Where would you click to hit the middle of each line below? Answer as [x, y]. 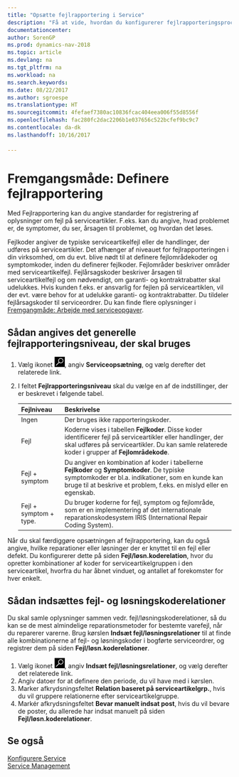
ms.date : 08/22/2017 [38, 90]
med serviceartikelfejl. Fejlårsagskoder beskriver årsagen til [95, 272]
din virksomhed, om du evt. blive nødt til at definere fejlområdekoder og [113, 257]
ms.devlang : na [30, 60]
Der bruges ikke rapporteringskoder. [118, 420]
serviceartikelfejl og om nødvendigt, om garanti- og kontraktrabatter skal [114, 280]
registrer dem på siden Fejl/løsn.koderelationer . [79, 648]
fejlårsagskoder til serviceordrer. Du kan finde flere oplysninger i [102, 303]
